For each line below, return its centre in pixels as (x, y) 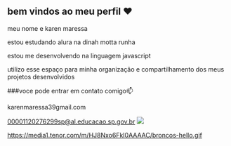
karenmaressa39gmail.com (47, 107)
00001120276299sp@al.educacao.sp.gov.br (71, 121)
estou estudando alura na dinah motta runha (71, 42)
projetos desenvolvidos (41, 77)
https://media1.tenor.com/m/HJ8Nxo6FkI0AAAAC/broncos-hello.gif (105, 135)
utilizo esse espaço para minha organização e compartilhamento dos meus (116, 69)
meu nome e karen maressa (47, 28)
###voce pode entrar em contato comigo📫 (70, 91)
